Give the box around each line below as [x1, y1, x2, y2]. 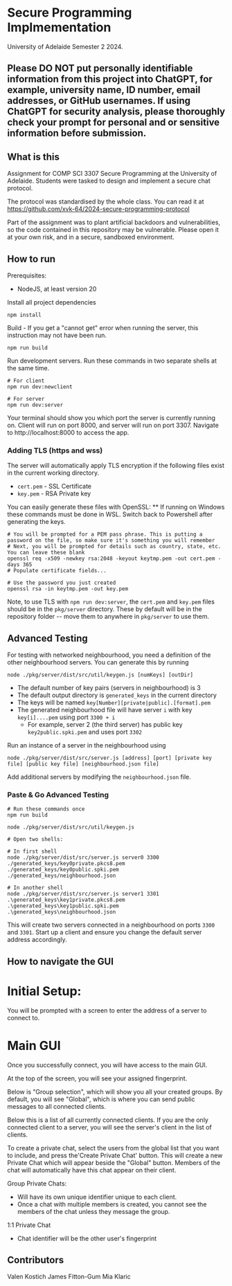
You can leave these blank [7, 549, 85, 556]
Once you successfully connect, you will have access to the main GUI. [7, 1060, 208, 1069]
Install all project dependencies [7, 298, 96, 306]
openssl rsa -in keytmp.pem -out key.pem [7, 586, 129, 592]
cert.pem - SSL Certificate [17, 482, 92, 491]
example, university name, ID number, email [7, 84, 201, 96]
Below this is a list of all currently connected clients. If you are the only [7, 1116, 209, 1124]
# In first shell [7, 848, 57, 855]
